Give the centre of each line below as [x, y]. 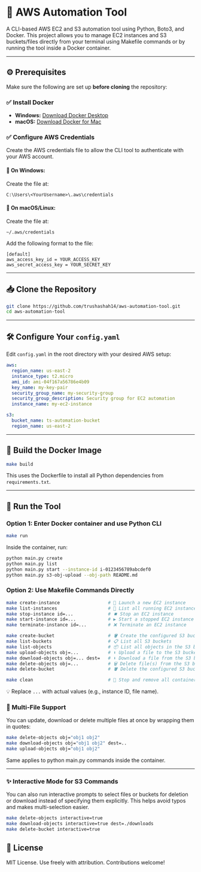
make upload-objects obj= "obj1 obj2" [53, 749]
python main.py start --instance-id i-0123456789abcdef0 [79, 569]
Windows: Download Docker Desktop [62, 116]
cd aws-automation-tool [36, 312]
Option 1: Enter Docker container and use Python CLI [84, 523]
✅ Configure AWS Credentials [50, 137]
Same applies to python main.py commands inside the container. [86, 761]
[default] [19, 254]
